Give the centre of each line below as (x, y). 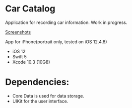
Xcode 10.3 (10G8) (31, 62)
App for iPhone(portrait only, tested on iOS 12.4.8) (56, 42)
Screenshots (18, 32)
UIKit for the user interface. (40, 101)
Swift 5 (20, 56)
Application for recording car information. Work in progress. (66, 22)
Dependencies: (37, 82)
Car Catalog (30, 9)
